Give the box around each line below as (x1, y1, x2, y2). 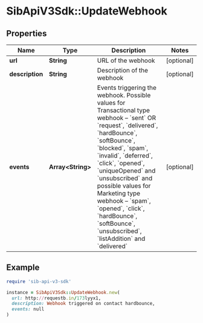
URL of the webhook (97, 56, 155, 65)
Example (6, 263, 40, 273)
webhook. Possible (97, 91, 151, 99)
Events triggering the (97, 83, 157, 92)
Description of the (97, 66, 149, 74)
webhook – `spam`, (97, 197, 151, 205)
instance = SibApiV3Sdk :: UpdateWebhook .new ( (6, 289, 120, 295)
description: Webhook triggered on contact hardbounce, (11, 301, 155, 307)
